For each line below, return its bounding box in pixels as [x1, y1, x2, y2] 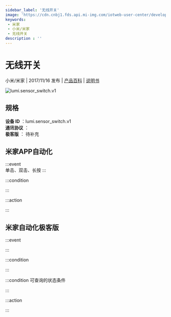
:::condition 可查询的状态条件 [5, 277, 66, 283]
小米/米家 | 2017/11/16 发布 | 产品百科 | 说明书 [5, 77, 100, 83]
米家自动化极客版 [5, 223, 59, 232]
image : [5, 12, 19, 17]
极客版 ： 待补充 [5, 131, 39, 137]
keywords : [5, 17, 26, 22]
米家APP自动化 [5, 148, 52, 156]
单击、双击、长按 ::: [5, 167, 47, 174]
